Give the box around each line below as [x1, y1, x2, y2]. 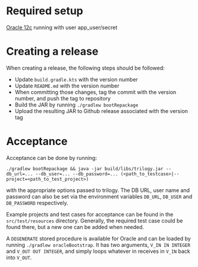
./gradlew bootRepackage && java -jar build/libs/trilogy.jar [6, 165, 164, 172]
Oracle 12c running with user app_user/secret [6, 24, 118, 31]
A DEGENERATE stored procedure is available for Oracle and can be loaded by [6, 235, 191, 242]
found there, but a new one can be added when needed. [6, 223, 144, 230]
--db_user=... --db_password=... [35, 171, 118, 177]
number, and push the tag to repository [14, 95, 111, 102]
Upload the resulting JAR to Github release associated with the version [14, 107, 188, 114]
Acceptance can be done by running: [6, 154, 97, 161]
